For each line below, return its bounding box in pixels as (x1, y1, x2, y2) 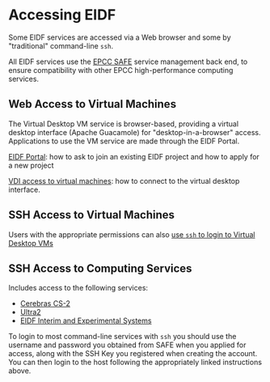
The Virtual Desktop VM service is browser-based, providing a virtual (8, 119, 239, 129)
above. (8, 366, 32, 376)
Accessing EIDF (8, 6, 116, 24)
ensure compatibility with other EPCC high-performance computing (8, 65, 234, 74)
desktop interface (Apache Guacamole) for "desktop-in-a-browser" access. (8, 127, 261, 137)
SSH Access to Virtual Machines (8, 208, 175, 222)
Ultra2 (19, 308, 42, 317)
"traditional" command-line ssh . (8, 40, 114, 50)
